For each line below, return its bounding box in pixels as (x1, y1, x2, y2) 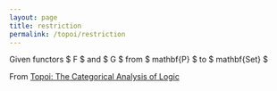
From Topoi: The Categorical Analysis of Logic (9, 71, 180, 82)
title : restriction (9, 21, 82, 30)
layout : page (9, 12, 58, 22)
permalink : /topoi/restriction (9, 29, 126, 38)
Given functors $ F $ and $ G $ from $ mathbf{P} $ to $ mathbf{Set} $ (9, 54, 269, 65)
